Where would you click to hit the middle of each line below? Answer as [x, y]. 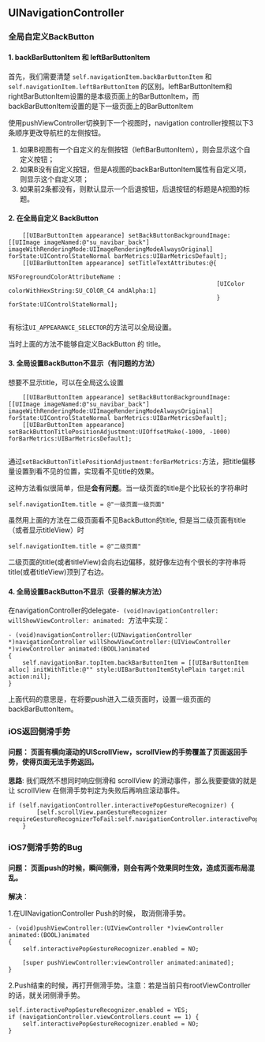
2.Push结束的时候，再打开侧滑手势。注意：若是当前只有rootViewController [129, 985]
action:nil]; [30, 677]
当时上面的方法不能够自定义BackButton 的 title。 [87, 343]
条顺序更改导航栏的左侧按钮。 [56, 133]
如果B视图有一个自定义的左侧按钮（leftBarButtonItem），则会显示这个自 [135, 149]
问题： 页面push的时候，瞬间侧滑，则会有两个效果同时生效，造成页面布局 [128, 868]
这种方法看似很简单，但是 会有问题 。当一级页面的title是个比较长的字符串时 [128, 488]
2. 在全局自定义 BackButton [53, 218]
